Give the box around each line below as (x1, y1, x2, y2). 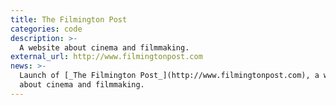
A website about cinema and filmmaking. (19, 42, 190, 53)
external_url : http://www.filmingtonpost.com (10, 52, 203, 62)
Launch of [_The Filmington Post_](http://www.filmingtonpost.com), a (19, 71, 320, 81)
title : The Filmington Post (10, 14, 128, 25)
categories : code (10, 24, 83, 34)
